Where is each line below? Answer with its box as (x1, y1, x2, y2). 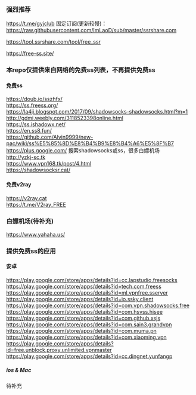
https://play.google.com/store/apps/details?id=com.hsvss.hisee (6, 308, 163, 316)
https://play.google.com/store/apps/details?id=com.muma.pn (6, 327, 157, 335)
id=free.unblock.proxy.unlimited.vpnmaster (6, 347, 112, 354)
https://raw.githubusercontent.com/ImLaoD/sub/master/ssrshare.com (6, 27, 177, 34)
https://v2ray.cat (6, 194, 47, 201)
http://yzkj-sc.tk (6, 154, 46, 161)
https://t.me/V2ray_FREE (6, 201, 67, 208)
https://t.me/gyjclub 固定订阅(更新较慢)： (6, 20, 107, 27)
